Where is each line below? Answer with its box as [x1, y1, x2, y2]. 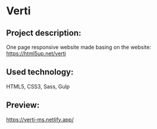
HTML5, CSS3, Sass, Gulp [6, 83, 70, 90]
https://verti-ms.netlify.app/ [6, 116, 74, 123]
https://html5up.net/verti [6, 50, 67, 57]
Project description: [6, 28, 81, 38]
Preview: [6, 100, 40, 111]
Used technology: [6, 67, 74, 77]
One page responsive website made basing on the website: [6, 43, 152, 51]
